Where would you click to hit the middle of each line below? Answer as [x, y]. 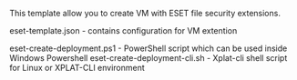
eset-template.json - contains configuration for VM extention [123, 30]
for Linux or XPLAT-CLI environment [77, 68]
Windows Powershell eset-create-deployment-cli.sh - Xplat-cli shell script [148, 58]
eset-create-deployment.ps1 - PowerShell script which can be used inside [148, 48]
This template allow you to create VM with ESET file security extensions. [145, 13]
